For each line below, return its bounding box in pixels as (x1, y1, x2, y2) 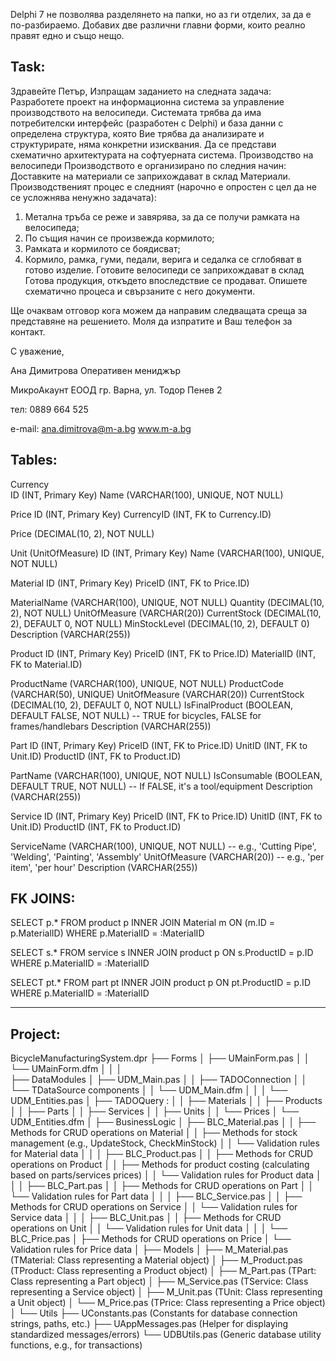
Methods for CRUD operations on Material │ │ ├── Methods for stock (10, 1127, 298, 1139)
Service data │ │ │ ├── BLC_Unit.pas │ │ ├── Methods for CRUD (10, 1212, 282, 1224)
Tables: (10, 452, 58, 469)
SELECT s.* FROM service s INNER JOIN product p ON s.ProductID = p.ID (10, 947, 314, 959)
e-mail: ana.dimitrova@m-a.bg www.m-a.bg (10, 422, 192, 434)
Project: (10, 1025, 61, 1043)
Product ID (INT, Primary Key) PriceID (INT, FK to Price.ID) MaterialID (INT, (10, 647, 317, 659)
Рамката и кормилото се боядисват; (24, 242, 181, 254)
